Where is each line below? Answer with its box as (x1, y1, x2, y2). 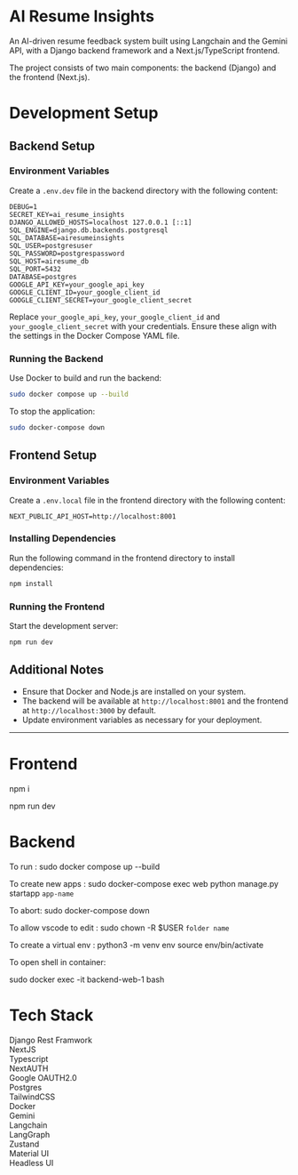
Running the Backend (9, 352, 104, 365)
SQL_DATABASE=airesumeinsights (9, 233, 125, 242)
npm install (9, 579, 53, 588)
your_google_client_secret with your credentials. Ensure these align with (9, 320, 277, 331)
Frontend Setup (9, 447, 98, 463)
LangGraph (9, 1129, 51, 1139)
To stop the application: (9, 406, 96, 416)
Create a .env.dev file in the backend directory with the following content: (9, 185, 278, 196)
